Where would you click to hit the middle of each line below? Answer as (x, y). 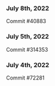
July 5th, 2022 (27, 37)
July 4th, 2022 (28, 65)
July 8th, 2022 (27, 8)
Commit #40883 (26, 21)
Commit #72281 (25, 78)
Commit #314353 (27, 49)
